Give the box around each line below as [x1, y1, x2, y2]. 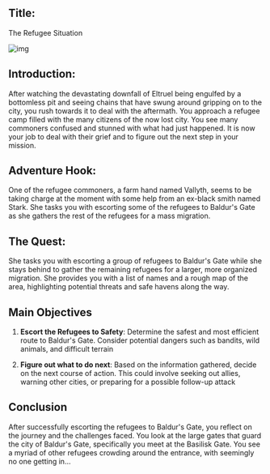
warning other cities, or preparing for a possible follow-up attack [19, 377, 236, 387]
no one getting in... [8, 456, 71, 466]
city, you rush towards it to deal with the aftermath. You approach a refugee [8, 105, 260, 116]
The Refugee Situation [8, 28, 83, 37]
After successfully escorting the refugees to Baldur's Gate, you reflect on [8, 421, 252, 432]
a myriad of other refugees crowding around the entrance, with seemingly [8, 447, 255, 457]
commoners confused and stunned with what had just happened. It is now [8, 123, 256, 133]
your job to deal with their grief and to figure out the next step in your [8, 131, 238, 141]
